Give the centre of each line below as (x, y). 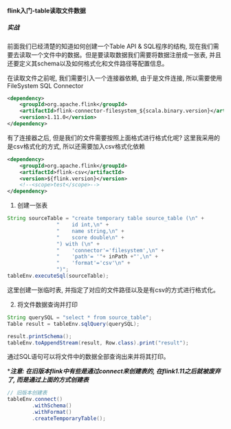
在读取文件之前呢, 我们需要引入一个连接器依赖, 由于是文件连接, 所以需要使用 (114, 78)
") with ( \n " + (78, 244)
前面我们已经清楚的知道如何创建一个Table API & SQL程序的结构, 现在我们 (110, 46)
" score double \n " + (90, 237)
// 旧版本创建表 (27, 393)
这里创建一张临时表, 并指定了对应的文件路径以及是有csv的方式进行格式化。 (113, 289)
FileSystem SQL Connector (45, 85)
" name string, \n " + (90, 231)
